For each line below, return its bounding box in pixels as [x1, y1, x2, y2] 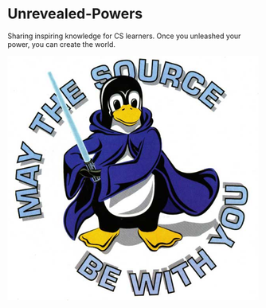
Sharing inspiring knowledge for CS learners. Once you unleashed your [7, 31, 241, 41]
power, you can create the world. [7, 39, 116, 49]
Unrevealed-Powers [7, 5, 143, 23]
